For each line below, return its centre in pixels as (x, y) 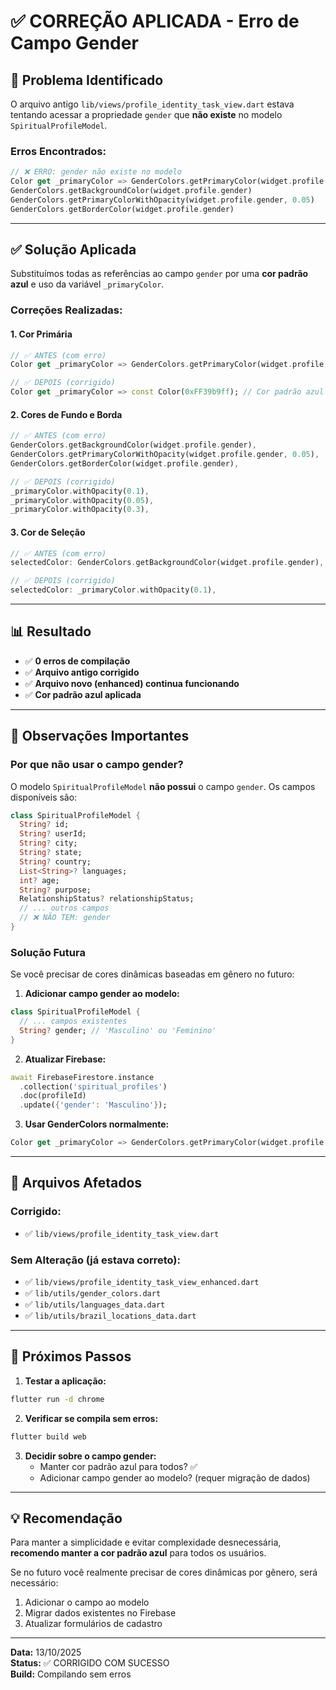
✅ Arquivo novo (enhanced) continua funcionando (132, 683)
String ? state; (51, 853)
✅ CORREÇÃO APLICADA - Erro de (155, 21)
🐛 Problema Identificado (87, 80)
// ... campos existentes (73, 1021)
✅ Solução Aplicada (73, 250)
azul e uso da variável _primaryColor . (87, 284)
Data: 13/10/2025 (46, 1652)
